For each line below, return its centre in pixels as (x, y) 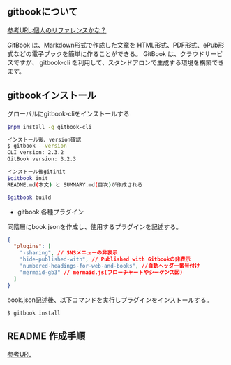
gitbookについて (43, 12)
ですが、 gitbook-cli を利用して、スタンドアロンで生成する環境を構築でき (119, 62)
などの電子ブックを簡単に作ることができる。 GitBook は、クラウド (109, 53)
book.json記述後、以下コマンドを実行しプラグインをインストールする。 (110, 300)
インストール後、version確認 (44, 139)
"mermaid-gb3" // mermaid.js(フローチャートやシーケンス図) (102, 272)
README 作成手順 (46, 336)
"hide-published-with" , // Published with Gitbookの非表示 (105, 260)
